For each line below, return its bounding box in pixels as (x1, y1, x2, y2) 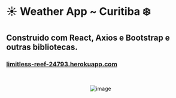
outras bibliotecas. (6, 42, 78, 52)
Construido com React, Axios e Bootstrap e (6, 32, 171, 42)
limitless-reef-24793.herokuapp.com (6, 60, 118, 68)
